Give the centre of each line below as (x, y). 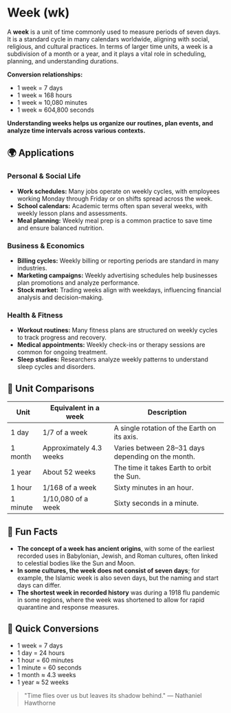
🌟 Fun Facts (33, 532)
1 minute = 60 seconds (49, 667)
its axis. (126, 437)
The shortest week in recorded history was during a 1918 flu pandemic (118, 592)
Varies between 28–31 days (159, 448)
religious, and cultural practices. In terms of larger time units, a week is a (110, 46)
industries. (32, 268)
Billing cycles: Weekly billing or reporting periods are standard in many (118, 261)
